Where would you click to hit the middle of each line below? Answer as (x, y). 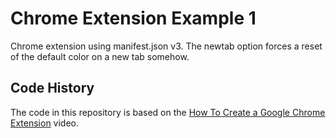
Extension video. (45, 123)
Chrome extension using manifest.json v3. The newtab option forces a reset (166, 46)
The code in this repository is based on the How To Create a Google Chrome (168, 112)
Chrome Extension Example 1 (133, 18)
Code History (52, 88)
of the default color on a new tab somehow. (100, 56)
